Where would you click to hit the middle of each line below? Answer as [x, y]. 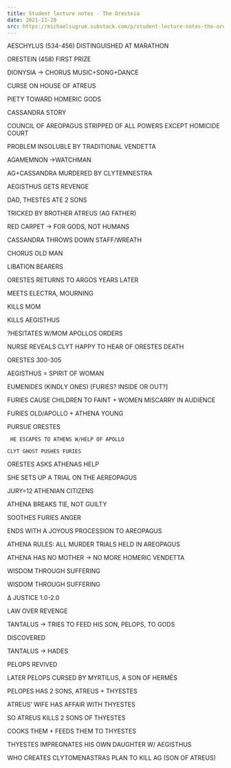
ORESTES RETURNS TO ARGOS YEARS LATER [73, 280]
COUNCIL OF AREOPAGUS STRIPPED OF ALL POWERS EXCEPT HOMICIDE [113, 126]
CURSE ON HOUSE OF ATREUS [52, 86]
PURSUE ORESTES [34, 427]
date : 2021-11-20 [32, 20]
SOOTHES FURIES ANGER [44, 518]
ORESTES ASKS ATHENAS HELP [53, 464]
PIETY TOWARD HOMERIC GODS [54, 99]
